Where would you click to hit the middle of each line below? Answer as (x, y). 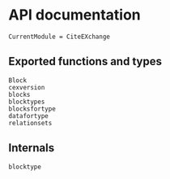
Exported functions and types (85, 61)
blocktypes (27, 102)
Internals (32, 148)
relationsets (30, 123)
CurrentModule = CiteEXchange (59, 37)
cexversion (27, 87)
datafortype (28, 116)
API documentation (75, 15)
